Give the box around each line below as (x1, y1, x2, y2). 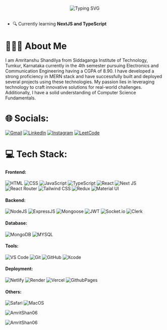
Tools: (5, 243, 19, 249)
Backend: (5, 197, 26, 203)
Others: (5, 288, 22, 295)
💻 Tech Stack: (5, 149, 68, 160)
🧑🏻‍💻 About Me (5, 41, 67, 52)
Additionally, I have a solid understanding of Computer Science (5, 89, 136, 95)
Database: (5, 220, 28, 226)
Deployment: (5, 266, 33, 272)
